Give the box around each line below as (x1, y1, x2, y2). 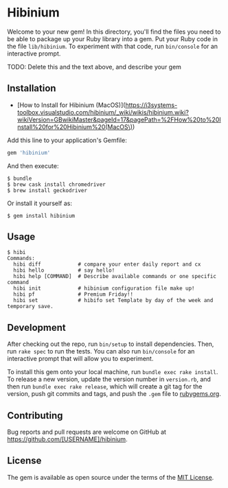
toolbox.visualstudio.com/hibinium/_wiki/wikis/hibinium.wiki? (16, 108, 189, 116)
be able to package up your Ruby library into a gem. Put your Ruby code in (7, 34, 218, 43)
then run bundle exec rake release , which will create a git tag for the (7, 382, 203, 391)
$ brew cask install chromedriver (7, 181, 106, 188)
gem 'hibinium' (7, 149, 51, 156)
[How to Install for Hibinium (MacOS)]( (16, 101, 126, 109)
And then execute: (7, 161, 59, 170)
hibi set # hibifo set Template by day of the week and (13, 297, 214, 304)
